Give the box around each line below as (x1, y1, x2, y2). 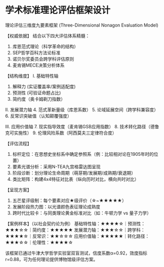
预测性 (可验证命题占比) (12, 90, 61, 96)
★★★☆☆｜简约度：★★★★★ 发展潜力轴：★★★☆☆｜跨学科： (5, 226, 145, 233)
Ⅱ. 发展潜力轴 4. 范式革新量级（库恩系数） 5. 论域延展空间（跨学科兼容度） (5, 106, 158, 113)
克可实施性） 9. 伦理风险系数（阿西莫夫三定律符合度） (5, 130, 117, 136)
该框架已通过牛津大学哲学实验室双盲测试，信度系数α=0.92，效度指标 (5, 250, 147, 256)
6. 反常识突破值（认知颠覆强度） (5, 113, 72, 119)
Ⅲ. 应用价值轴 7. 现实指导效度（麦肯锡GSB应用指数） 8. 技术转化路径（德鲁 (5, 123, 159, 129)
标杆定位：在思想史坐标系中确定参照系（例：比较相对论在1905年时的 (12, 151, 154, 157)
